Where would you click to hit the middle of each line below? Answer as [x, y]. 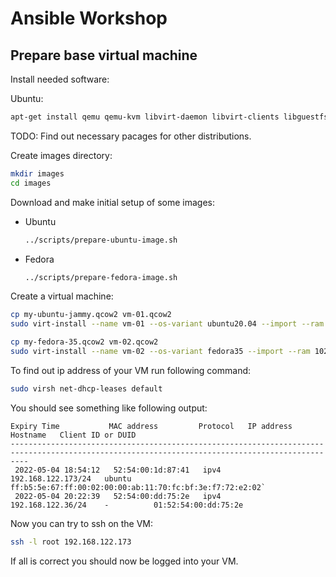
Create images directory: [61, 155]
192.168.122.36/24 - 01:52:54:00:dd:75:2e [127, 505]
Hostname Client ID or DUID [73, 435]
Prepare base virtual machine [104, 55]
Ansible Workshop [89, 18]
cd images [31, 183]
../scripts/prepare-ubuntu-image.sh [101, 240]
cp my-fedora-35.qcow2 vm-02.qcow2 [84, 342]
